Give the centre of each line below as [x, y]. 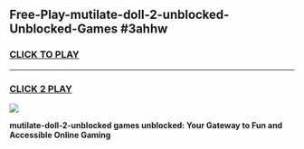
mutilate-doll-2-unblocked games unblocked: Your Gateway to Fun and [146, 125]
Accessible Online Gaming [60, 135]
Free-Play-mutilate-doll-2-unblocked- [119, 15]
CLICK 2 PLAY [41, 88]
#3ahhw [144, 29]
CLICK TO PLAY [44, 55]
